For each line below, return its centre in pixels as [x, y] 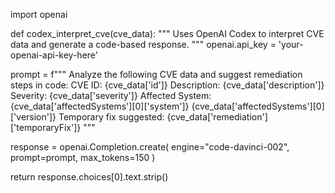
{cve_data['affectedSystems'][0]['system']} [100, 106]
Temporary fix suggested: [111, 117]
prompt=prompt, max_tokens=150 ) [83, 157]
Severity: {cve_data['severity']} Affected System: [111, 95]
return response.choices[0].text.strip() [89, 177]
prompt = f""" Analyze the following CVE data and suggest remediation [156, 74]
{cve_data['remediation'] [217, 117]
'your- [291, 44]
